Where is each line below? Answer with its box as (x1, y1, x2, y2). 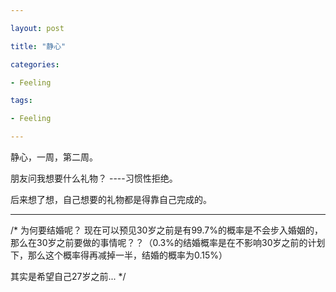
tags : (10, 96, 33, 106)
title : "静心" (10, 41, 67, 51)
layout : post (10, 23, 65, 33)
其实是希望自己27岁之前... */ (10, 271, 127, 282)
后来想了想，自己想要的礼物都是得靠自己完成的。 (10, 194, 212, 205)
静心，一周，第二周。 (10, 151, 98, 163)
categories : (10, 59, 60, 70)
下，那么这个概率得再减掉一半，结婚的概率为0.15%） (10, 249, 228, 261)
